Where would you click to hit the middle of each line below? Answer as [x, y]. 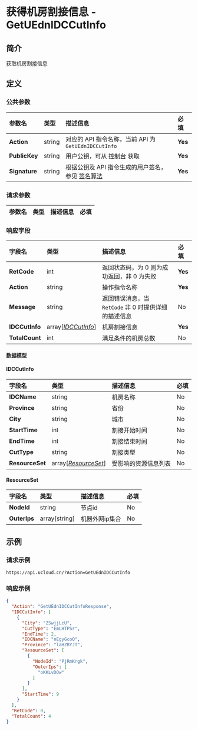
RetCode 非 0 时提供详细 [135, 307]
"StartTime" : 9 [40, 694]
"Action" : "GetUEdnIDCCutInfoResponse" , [62, 607]
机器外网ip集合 [101, 519]
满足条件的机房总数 [129, 338]
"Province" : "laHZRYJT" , [52, 645]
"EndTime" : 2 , [39, 634]
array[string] [57, 518]
